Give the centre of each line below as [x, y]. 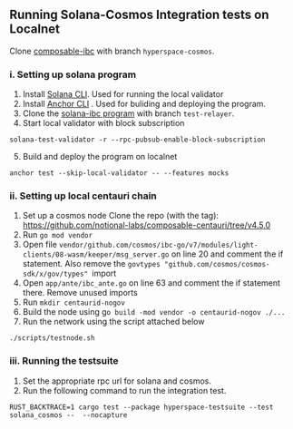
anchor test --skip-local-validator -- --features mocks [119, 173]
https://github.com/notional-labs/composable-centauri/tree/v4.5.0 [146, 225]
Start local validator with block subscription [103, 123]
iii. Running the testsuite [64, 361]
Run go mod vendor [58, 235]
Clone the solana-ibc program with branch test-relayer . [128, 113]
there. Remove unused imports [80, 293]
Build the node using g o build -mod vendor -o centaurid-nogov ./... [154, 312]
